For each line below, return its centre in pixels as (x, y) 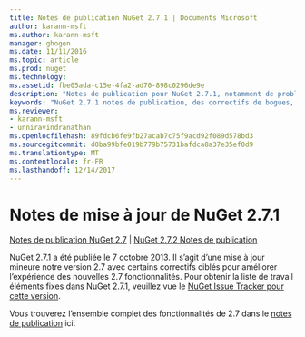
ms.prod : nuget (38, 69)
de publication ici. (43, 323)
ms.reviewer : (34, 111)
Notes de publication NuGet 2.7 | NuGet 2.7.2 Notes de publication (133, 240)
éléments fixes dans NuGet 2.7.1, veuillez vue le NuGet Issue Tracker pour (147, 286)
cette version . (35, 296)
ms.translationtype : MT (54, 153)
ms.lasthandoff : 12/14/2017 (63, 170)
